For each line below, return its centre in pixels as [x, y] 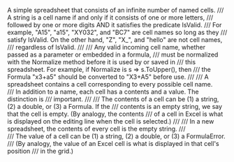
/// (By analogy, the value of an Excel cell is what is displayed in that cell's [113, 143]
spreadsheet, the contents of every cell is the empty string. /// [96, 129]
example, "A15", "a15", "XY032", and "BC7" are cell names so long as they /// [117, 32]
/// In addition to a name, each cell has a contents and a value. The [103, 91]
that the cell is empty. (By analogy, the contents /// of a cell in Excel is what [115, 114]
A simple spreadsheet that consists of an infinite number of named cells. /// [116, 10]
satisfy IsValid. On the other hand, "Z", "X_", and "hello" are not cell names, [115, 40]
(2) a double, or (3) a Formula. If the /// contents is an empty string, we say [115, 106]
